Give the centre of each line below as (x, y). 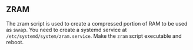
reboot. (15, 42)
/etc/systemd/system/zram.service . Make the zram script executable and (94, 36)
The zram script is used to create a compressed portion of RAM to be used (97, 23)
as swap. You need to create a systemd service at (66, 30)
